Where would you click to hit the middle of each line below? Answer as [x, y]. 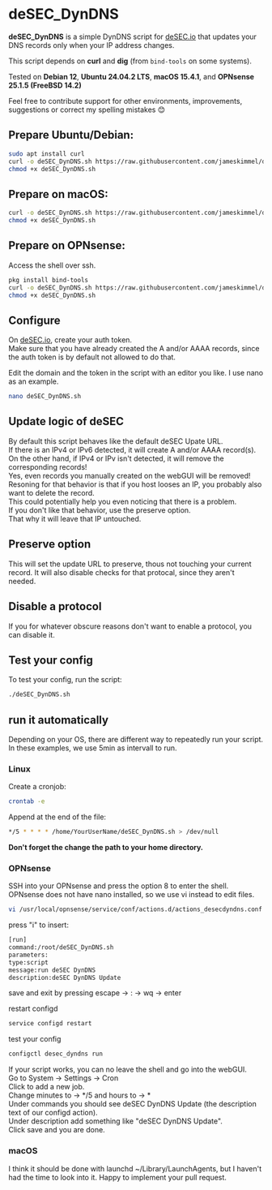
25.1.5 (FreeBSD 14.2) [45, 85]
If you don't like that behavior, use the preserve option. [100, 510]
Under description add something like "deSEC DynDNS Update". [115, 1121]
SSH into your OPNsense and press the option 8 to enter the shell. [119, 886]
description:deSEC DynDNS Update [65, 977]
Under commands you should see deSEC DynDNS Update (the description [132, 1104]
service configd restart [50, 1024]
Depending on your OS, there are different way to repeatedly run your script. [136, 739]
